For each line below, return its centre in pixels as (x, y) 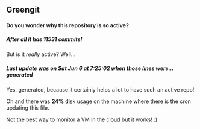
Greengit (23, 10)
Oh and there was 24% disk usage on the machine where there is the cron (99, 101)
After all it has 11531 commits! (44, 39)
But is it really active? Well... (41, 54)
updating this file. (28, 107)
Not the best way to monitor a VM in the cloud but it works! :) (82, 119)
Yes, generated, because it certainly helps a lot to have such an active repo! (100, 89)
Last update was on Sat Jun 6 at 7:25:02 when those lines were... (90, 68)
